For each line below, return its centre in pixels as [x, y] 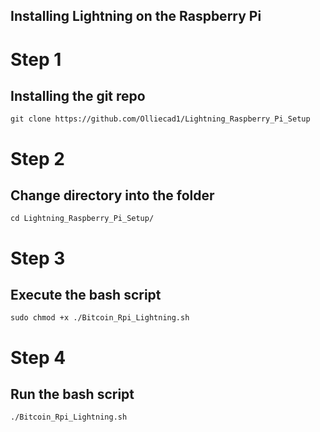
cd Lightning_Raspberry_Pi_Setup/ [82, 219]
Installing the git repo [78, 95]
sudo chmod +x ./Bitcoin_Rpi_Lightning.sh [100, 318]
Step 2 [37, 158]
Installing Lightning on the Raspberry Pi [136, 16]
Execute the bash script [86, 294]
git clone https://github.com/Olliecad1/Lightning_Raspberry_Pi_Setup [160, 119]
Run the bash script [72, 394]
